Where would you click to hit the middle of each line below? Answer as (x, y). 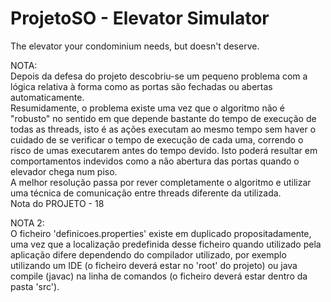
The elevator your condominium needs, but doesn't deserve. (135, 46)
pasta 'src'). (35, 286)
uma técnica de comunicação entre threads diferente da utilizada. (146, 193)
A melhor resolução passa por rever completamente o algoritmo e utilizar (161, 182)
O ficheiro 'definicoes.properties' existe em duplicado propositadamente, (161, 233)
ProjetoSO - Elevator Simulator (140, 18)
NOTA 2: (27, 223)
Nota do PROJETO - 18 (57, 203)
